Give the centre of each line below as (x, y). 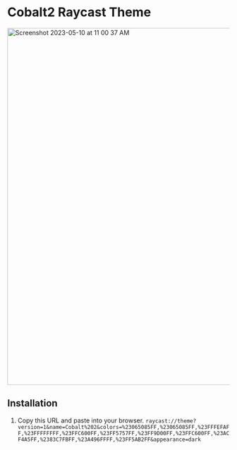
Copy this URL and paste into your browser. (81, 420)
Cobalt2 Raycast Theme (79, 12)
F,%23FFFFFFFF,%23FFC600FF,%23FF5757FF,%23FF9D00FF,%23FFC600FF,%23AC (123, 433)
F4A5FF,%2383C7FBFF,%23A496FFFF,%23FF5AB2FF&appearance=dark (109, 439)
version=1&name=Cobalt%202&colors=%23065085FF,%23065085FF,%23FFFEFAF (123, 427)
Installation (32, 403)
